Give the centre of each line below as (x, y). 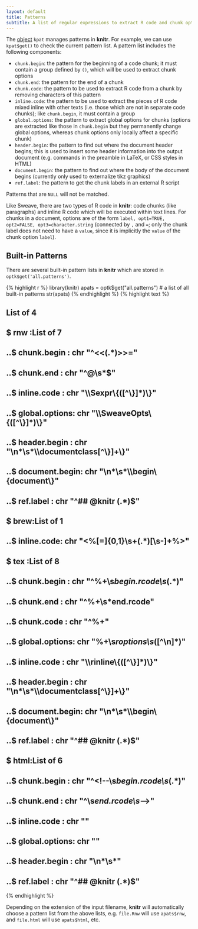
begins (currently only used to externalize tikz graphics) (82, 177)
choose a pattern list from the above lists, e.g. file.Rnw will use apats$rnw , (96, 914)
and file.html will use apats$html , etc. (53, 920)
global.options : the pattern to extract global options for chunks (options (103, 120)
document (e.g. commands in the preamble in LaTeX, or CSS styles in (99, 158)
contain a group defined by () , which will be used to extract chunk (95, 70)
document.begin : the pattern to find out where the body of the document (102, 170)
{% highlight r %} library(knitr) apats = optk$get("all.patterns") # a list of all (98, 288)
